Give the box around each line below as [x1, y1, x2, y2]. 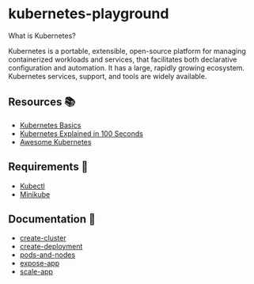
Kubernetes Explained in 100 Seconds [19, 128, 144, 138]
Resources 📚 [8, 96, 76, 109]
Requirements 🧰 [8, 160, 89, 174]
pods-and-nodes [19, 250, 76, 259]
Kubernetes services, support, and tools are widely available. [8, 71, 207, 81]
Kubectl [19, 181, 45, 191]
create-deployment [19, 242, 83, 252]
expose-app [19, 259, 60, 268]
